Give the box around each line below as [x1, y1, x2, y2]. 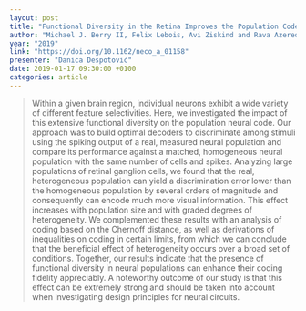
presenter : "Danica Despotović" [9, 56, 132, 65]
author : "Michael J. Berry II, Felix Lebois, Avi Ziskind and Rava [9, 30, 271, 39]
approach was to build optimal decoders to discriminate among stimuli [31, 127, 296, 138]
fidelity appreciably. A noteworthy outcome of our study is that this [31, 272, 282, 283]
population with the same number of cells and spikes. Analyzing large [31, 156, 293, 167]
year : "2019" [9, 38, 59, 48]
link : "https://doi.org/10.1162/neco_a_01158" [9, 47, 189, 57]
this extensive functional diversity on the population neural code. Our [31, 117, 291, 128]
